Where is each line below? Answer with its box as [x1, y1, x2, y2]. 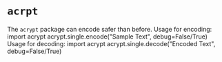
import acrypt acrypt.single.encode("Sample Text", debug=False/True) [7, 32, 208, 41]
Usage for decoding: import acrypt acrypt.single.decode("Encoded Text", [7, 39, 216, 48]
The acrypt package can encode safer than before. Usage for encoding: [7, 25, 212, 33]
